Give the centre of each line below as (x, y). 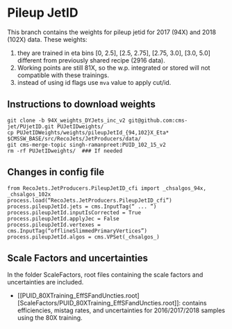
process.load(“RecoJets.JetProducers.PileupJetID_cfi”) (90, 200)
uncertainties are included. (45, 282)
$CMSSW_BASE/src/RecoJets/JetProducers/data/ (74, 138)
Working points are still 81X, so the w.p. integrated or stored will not (114, 67)
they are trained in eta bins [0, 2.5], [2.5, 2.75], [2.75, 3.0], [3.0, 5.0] (114, 53)
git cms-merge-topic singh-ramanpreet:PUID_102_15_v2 (87, 145)
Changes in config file (56, 172)
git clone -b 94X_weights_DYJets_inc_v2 (67, 120)
